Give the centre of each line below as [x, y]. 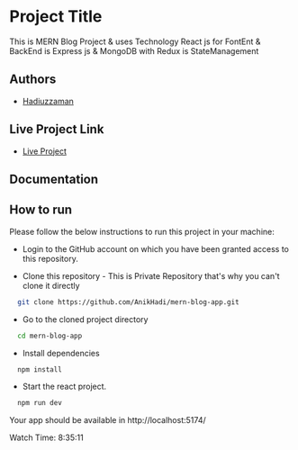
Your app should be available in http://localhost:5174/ [108, 420]
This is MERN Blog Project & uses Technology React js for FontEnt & [135, 41]
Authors [33, 80]
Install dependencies [61, 353]
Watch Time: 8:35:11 [46, 437]
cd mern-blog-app [50, 336]
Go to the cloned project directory [85, 319]
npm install [40, 369]
